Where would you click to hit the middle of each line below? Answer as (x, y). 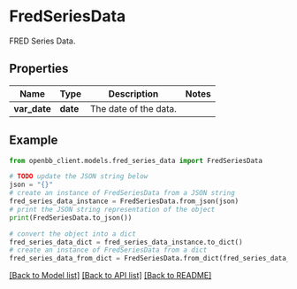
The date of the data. (133, 108)
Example (34, 141)
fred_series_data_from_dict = (65, 259)
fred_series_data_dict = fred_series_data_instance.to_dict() (126, 242)
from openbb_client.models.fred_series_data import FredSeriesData (136, 160)
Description (133, 93)
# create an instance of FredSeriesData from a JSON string (122, 193)
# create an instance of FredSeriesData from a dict (108, 250)
